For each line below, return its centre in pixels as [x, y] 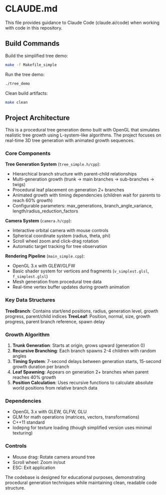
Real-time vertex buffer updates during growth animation [71, 287]
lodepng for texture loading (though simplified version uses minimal [82, 427]
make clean [16, 102]
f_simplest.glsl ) [30, 276]
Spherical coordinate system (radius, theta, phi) [61, 236]
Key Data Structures [30, 300]
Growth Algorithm [27, 334]
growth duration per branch [41, 367]
